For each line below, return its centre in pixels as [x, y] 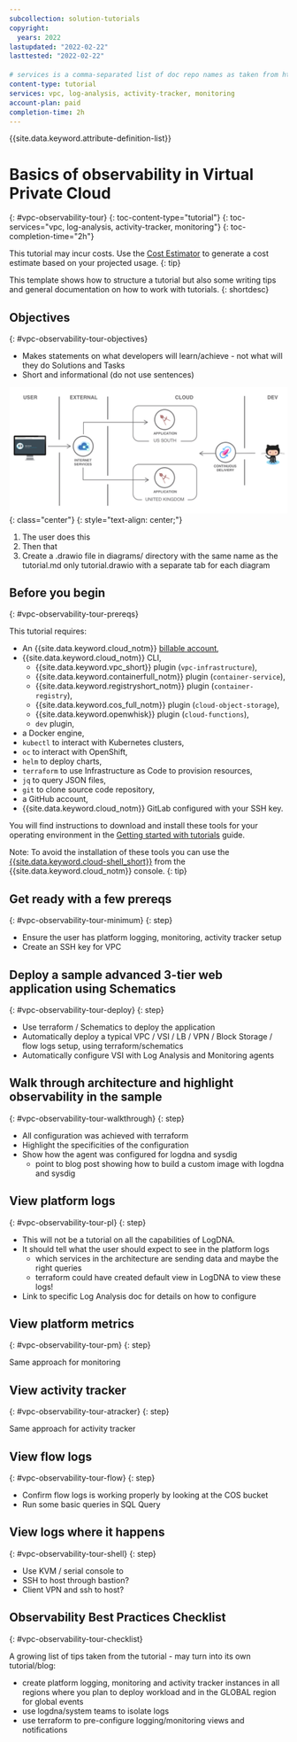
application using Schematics [93, 988]
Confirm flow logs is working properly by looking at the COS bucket [145, 1495]
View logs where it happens [87, 1532]
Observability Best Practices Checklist [118, 1618]
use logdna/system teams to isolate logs [95, 1711]
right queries [58, 1268]
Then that [39, 546]
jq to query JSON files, [64, 781]
